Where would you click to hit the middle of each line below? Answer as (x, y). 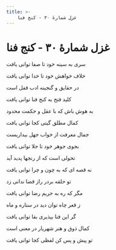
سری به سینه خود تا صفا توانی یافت (46, 64)
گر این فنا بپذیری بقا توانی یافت (41, 217)
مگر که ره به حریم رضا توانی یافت (44, 193)
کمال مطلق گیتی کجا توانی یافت (42, 123)
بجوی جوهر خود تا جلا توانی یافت (43, 146)
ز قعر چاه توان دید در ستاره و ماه (43, 205)
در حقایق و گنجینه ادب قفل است (43, 88)
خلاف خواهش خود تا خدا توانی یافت (46, 76)
